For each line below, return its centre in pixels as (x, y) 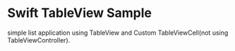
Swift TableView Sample (80, 13)
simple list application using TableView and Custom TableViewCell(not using (118, 33)
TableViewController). (39, 40)
